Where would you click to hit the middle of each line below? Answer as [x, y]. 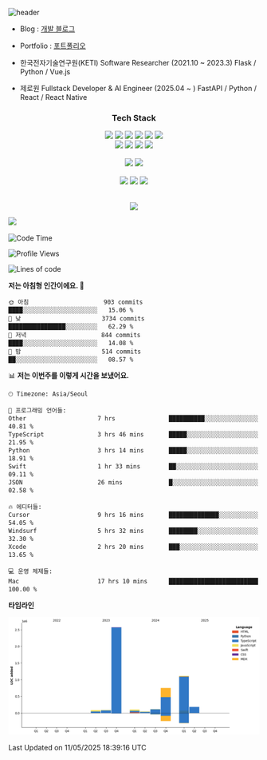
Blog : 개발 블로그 [47, 29]
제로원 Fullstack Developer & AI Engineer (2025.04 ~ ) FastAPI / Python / [138, 88]
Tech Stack [134, 117]
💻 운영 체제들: [31, 571]
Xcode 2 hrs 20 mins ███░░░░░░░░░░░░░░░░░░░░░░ [133, 547]
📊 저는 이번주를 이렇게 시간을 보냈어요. [69, 376]
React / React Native [53, 97]
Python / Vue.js [45, 72]
